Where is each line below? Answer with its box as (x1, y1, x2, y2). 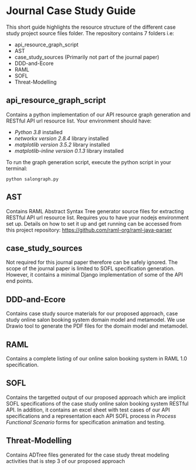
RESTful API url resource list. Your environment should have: (6, 117, 152, 124)
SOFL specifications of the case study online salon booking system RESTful (6, 400, 189, 407)
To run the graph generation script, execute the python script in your (6, 158, 171, 165)
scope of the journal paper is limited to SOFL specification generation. (6, 265, 175, 272)
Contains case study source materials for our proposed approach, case (6, 310, 178, 317)
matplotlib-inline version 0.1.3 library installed (14, 147, 124, 154)
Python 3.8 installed (14, 128, 63, 135)
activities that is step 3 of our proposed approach (6, 457, 125, 464)
